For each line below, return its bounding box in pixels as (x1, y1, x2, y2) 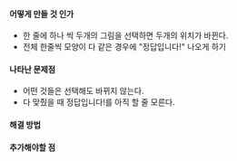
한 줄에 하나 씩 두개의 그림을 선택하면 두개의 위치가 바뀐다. (22, 30, 229, 41)
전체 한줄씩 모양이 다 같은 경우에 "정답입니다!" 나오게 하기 (22, 42, 227, 52)
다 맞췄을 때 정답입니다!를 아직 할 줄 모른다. (22, 97, 175, 108)
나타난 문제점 (9, 63, 56, 74)
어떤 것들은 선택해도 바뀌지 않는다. (22, 86, 144, 97)
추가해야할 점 (9, 141, 56, 153)
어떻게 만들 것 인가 (9, 8, 74, 19)
